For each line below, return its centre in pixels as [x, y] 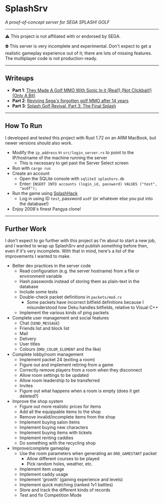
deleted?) [29, 396]
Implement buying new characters [54, 427]
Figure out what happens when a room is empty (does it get [80, 391]
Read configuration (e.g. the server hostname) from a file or [79, 271]
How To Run [24, 126]
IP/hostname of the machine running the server [60, 158]
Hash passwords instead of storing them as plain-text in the [80, 281]
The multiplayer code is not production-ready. [51, 58]
